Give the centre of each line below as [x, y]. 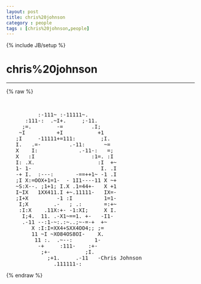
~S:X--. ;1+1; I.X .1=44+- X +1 [66, 186]
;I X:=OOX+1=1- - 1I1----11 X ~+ [66, 180]
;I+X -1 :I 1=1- [66, 198]
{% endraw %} [25, 276]
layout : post [22, 12]
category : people [29, 23]
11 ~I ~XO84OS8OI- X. [68, 234]
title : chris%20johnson [36, 17]
